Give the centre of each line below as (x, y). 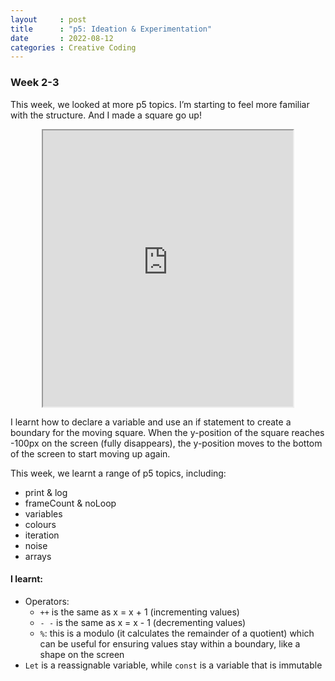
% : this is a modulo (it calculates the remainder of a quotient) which (177, 633)
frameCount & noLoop (70, 503)
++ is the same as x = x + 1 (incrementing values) (139, 612)
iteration (42, 535)
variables (43, 513)
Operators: (47, 601)
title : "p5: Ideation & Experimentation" (111, 29)
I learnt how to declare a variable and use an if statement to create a (151, 422)
